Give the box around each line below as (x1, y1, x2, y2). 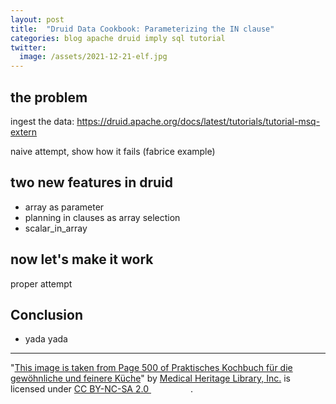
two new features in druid (10, 174, 174, 191)
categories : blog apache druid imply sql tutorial (10, 33, 226, 43)
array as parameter (24, 201, 105, 213)
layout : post (10, 14, 65, 25)
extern (10, 126, 38, 138)
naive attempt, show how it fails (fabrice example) (10, 145, 216, 157)
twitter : (10, 42, 47, 53)
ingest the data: (10, 115, 75, 127)
